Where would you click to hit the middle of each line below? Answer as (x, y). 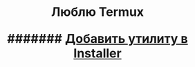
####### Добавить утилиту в (98, 39)
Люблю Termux (98, 12)
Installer (98, 54)
